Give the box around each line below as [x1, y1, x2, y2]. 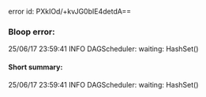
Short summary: [8, 62, 63, 72]
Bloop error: [8, 26, 55, 37]
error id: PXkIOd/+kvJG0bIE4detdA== [8, 7, 132, 16]
